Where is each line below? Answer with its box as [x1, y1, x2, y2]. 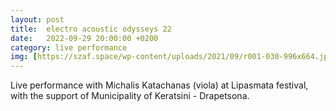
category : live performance [10, 42, 128, 53]
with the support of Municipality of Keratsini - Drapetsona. [10, 90, 250, 102]
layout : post [10, 14, 65, 25]
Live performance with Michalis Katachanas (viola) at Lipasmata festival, [10, 79, 309, 91]
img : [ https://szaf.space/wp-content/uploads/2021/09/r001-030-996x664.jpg [10, 52, 333, 62]
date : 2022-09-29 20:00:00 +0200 [10, 33, 159, 43]
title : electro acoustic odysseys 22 [10, 24, 172, 34]
